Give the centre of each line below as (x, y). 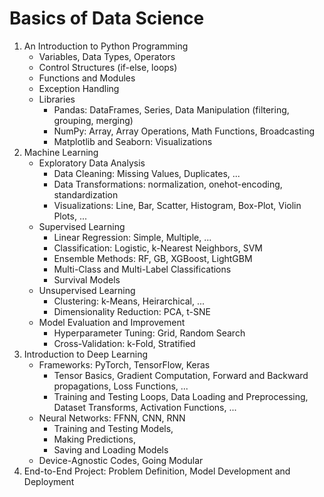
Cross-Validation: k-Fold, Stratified (124, 343)
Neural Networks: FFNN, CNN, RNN (112, 418)
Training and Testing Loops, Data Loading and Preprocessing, (181, 396)
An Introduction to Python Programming (106, 46)
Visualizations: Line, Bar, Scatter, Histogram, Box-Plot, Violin (177, 205)
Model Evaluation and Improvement (112, 322)
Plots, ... (70, 216)
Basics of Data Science (107, 18)
